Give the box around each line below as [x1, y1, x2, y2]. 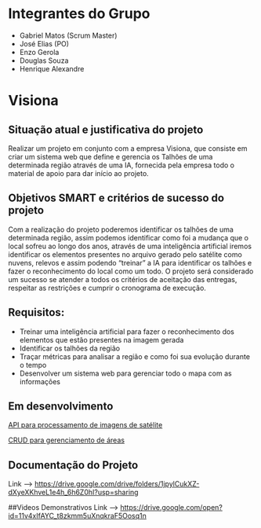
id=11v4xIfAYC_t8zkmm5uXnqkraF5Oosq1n [8, 511, 147, 521]
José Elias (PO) [19, 38, 69, 48]
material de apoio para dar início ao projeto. [8, 168, 149, 178]
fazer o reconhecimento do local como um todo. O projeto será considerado [8, 266, 254, 276]
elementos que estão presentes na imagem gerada [19, 335, 184, 344]
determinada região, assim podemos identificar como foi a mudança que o [8, 233, 249, 242]
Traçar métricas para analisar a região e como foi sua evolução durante [19, 351, 251, 361]
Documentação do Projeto [8, 458, 139, 471]
